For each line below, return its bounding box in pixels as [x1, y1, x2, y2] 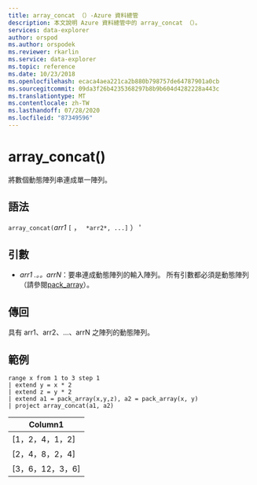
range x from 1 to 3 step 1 [8, 375, 101, 383]
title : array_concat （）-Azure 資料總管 [8, 11, 139, 20]
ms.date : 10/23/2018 [8, 70, 76, 78]
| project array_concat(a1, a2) [8, 402, 114, 410]
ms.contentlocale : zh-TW [8, 99, 90, 107]
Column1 [28, 419, 64, 430]
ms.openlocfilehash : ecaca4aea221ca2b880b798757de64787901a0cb [8, 77, 220, 85]
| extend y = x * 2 [8, 381, 72, 390]
